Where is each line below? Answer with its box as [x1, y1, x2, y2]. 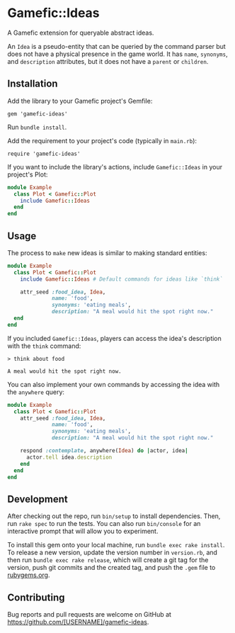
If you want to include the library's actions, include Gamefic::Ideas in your [7, 162, 223, 171]
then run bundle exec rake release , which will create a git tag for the [7, 556, 209, 564]
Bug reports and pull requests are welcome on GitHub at [7, 610, 172, 619]
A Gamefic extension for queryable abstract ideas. [7, 28, 154, 37]
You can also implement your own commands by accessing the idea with [7, 380, 220, 388]
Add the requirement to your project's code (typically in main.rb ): [7, 136, 197, 145]
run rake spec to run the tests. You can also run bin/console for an [7, 520, 201, 528]
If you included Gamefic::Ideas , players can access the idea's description [7, 334, 222, 342]
